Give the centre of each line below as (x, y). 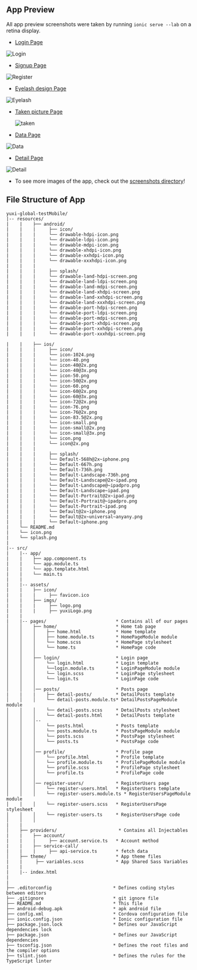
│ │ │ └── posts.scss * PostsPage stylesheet (90, 736)
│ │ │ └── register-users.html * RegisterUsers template (93, 788)
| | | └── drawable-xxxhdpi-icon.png (67, 260)
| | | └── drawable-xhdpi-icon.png (64, 250)
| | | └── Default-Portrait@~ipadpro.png (72, 501)
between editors (26, 893)
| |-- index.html (32, 872)
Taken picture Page (39, 111)
